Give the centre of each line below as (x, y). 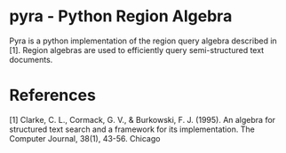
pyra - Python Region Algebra (121, 16)
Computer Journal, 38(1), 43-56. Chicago (85, 138)
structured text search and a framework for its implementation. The (132, 129)
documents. (31, 59)
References (52, 96)
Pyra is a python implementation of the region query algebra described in (143, 41)
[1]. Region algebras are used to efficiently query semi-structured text (137, 50)
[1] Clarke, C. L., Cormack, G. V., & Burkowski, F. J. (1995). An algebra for (143, 119)
